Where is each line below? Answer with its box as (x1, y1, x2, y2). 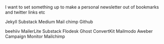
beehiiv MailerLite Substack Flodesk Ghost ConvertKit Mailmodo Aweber (5, 28, 153, 34)
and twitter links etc (5, 9, 45, 15)
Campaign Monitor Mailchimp (5, 34, 65, 39)
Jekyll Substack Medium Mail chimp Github (5, 19, 93, 24)
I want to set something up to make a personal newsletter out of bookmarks (5, 4, 159, 10)
